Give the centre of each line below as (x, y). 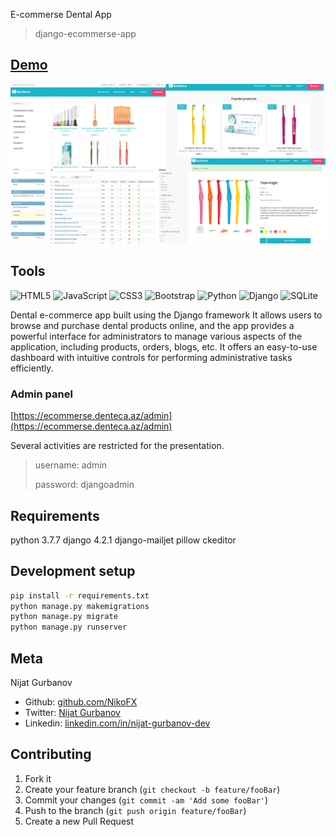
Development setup (73, 571)
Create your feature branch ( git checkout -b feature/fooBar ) (152, 789)
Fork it (38, 778)
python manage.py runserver (69, 627)
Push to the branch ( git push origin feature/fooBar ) (135, 810)
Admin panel (41, 394)
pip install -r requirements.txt (80, 595)
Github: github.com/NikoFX (81, 702)
